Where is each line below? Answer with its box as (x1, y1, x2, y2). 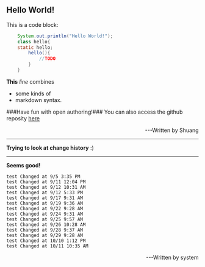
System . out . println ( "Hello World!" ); (17, 33, 113, 39)
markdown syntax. (15, 96, 62, 103)
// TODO (38, 56, 56, 62)
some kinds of (15, 90, 51, 97)
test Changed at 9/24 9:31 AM (6, 211, 84, 217)
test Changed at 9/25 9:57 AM (6, 216, 84, 222)
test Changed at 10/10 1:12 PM (6, 238, 86, 244)
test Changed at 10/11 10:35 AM (6, 243, 88, 249)
